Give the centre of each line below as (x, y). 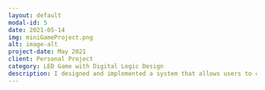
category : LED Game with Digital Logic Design (86, 67)
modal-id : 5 (28, 23)
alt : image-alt (33, 45)
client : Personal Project (50, 59)
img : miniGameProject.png (50, 37)
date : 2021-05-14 (37, 30)
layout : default (35, 15)
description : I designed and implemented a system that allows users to (130, 74)
